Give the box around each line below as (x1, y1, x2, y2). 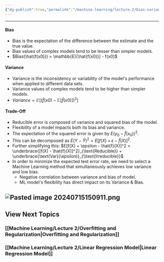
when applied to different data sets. (12, 81, 84, 87)
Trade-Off (5, 108, 26, 114)
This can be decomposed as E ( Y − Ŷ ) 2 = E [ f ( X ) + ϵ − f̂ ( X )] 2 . (12, 137, 131, 143)
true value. (12, 43, 34, 49)
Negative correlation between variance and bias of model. (19, 174, 137, 180)
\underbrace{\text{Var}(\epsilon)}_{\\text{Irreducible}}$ (12, 153, 123, 159)
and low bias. (12, 169, 39, 174)
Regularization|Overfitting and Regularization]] (5, 231, 120, 238)
